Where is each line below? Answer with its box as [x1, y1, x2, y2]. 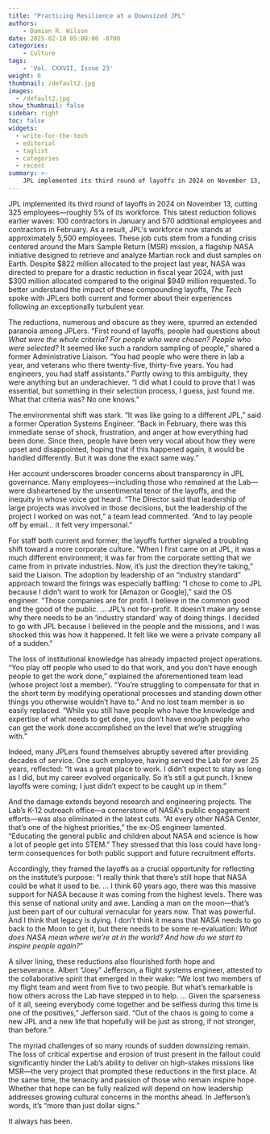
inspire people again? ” [8, 940, 83, 950]
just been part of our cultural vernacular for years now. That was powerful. [8, 907, 256, 916]
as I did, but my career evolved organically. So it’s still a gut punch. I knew [8, 772, 254, 782]
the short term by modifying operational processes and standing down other [8, 688, 262, 698]
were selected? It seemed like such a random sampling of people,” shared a [8, 343, 260, 352]
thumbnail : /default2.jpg [8, 79, 95, 87]
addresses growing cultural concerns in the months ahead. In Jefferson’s [8, 1092, 251, 1102]
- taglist [15, 147, 48, 155]
